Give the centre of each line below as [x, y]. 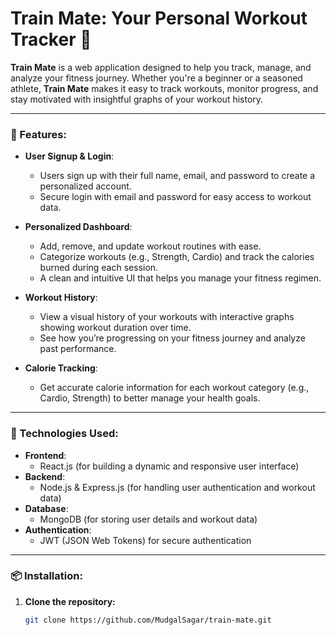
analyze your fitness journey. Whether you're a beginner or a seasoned [156, 78]
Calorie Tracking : [61, 368]
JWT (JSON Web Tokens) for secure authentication [145, 540]
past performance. [78, 349]
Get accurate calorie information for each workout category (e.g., [174, 388]
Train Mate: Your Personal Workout [159, 18]
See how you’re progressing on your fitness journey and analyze [172, 338]
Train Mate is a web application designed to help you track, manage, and [161, 67]
